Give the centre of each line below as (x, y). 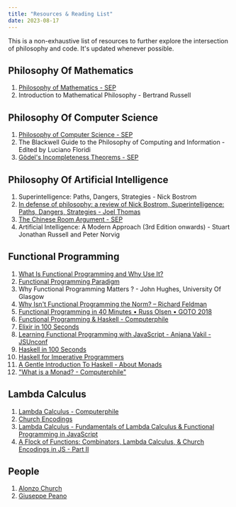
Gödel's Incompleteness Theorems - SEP (78, 158)
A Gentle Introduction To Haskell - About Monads (90, 364)
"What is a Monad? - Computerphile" (72, 372)
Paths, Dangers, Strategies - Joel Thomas (79, 212)
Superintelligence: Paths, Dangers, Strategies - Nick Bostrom (107, 197)
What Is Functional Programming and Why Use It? (91, 273)
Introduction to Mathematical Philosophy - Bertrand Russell (105, 95)
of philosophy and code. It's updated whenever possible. (91, 48)
